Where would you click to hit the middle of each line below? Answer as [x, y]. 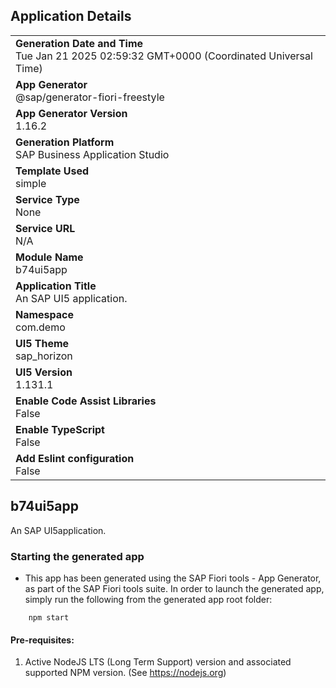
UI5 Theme [42, 343]
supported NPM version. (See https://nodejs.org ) [125, 673]
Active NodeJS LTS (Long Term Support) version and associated [158, 662]
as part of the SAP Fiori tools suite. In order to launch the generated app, [174, 588]
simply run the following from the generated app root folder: [148, 599]
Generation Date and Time [79, 43]
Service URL [45, 228]
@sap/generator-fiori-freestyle [90, 97]
